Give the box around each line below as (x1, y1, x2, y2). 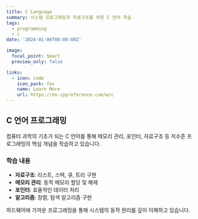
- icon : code (11, 75, 44, 81)
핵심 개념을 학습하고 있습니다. (32, 140, 101, 147)
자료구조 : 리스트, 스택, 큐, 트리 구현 (14, 172, 97, 179)
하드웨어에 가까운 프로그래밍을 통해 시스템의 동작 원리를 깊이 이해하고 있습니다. (6, 206, 191, 214)
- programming (11, 25, 47, 32)
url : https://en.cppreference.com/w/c (17, 92, 114, 98)
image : (6, 47, 23, 54)
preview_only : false (11, 58, 63, 65)
